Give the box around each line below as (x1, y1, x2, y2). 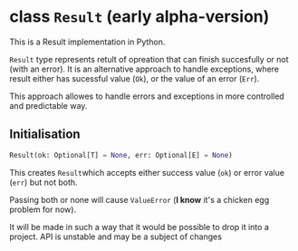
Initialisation (9, 127, 81, 142)
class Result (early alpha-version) (9, 6, 270, 27)
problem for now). (9, 204, 77, 215)
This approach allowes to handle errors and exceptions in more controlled (9, 91, 285, 101)
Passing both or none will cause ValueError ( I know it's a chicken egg (9, 194, 270, 205)
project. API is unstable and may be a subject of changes (9, 231, 222, 242)
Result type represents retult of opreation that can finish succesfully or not (9, 53, 289, 64)
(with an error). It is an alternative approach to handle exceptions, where (9, 63, 279, 74)
